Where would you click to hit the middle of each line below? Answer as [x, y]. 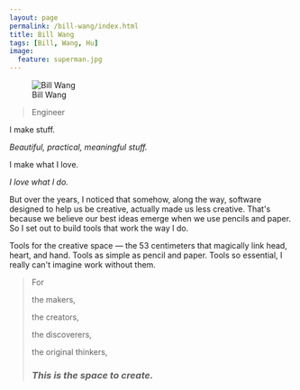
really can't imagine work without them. [82, 265]
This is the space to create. [92, 375]
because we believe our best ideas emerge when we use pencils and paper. [150, 218]
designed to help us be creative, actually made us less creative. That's [140, 209]
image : [22, 51]
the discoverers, [61, 335]
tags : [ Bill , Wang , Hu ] [54, 43]
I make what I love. [44, 164]
